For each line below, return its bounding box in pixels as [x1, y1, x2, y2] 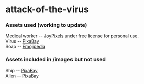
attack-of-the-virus [5, 4, 89, 15]
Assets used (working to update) [5, 22, 87, 29]
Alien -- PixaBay [5, 73, 39, 79]
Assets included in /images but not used [5, 56, 106, 63]
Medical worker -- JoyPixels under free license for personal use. [5, 33, 139, 39]
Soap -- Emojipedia [5, 44, 46, 50]
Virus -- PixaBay [5, 38, 39, 44]
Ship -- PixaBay [5, 67, 38, 73]
